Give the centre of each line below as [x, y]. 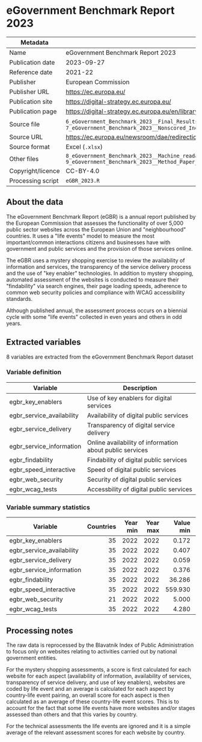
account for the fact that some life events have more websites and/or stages [101, 708]
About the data [35, 202]
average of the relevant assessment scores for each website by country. [96, 732]
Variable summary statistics [48, 507]
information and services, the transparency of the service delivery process [99, 266]
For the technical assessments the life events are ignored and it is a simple [99, 726]
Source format [29, 146]
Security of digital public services [134, 479]
